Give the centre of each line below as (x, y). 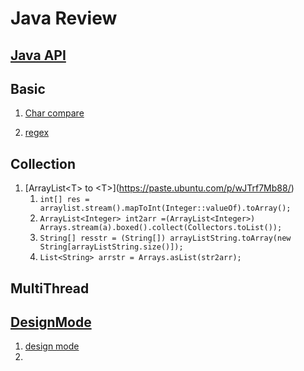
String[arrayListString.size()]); (111, 247)
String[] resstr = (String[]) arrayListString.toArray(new (165, 238)
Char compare (54, 113)
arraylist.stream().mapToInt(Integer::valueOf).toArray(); (165, 208)
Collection (43, 163)
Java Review (64, 18)
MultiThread (50, 288)
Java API (38, 55)
